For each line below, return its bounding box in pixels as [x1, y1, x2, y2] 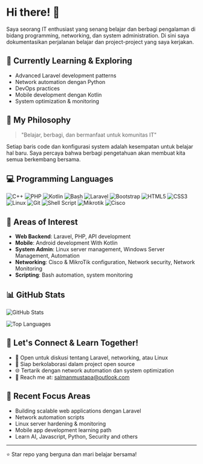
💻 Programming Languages [6, 173, 114, 184]
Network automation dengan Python [14, 78, 106, 85]
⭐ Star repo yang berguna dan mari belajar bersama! [6, 450, 137, 458]
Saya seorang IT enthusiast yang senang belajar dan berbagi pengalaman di [6, 25, 196, 33]
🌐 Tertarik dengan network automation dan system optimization [14, 367, 174, 374]
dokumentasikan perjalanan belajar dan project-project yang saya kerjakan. [6, 38, 195, 45]
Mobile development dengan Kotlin [14, 91, 102, 98]
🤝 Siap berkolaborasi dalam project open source [14, 360, 135, 367]
